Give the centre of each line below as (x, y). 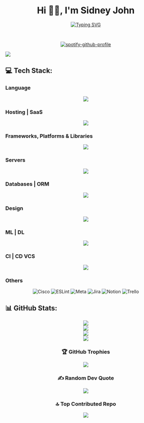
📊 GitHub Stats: (31, 308)
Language (18, 88)
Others (14, 280)
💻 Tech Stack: (29, 71)
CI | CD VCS (20, 256)
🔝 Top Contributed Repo (86, 404)
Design (14, 208)
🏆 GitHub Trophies (86, 351)
